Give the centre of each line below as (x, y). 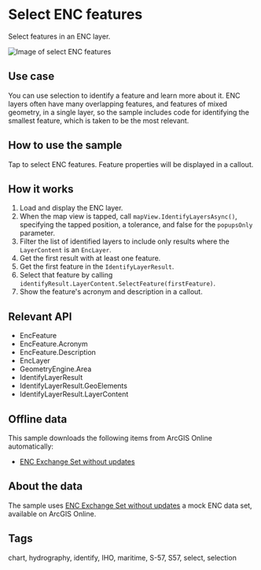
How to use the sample (65, 145)
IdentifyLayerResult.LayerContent (74, 394)
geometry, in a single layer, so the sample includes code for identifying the (129, 112)
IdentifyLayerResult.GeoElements (74, 386)
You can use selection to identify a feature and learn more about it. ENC (124, 95)
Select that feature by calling (66, 275)
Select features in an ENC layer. (59, 36)
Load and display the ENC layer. (71, 208)
